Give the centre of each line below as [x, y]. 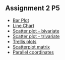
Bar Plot [21, 20]
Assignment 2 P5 [33, 8]
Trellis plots [24, 41]
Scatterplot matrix [31, 46]
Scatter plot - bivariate [36, 31]
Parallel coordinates [33, 52]
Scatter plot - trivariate [36, 36]
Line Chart [23, 25]
